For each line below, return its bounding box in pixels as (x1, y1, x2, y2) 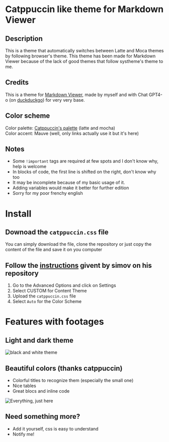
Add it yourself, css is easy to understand (12, 425, 99, 431)
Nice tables (12, 383, 36, 389)
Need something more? (5, 412, 80, 421)
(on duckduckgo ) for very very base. (9, 97, 85, 103)
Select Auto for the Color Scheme (12, 299, 82, 305)
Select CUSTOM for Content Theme (12, 288, 87, 294)
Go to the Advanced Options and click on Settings (12, 282, 117, 288)
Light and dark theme (5, 336, 74, 344)
